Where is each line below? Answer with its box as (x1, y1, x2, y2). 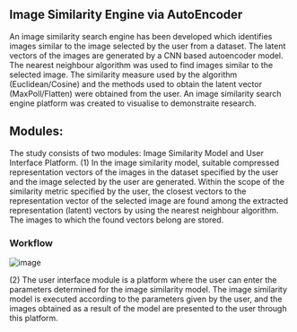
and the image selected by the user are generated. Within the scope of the (9, 176, 285, 187)
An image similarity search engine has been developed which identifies (9, 31, 273, 41)
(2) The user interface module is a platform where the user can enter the (9, 274, 277, 285)
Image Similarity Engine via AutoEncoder (9, 7, 243, 22)
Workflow (9, 237, 54, 249)
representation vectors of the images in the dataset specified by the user (9, 166, 279, 178)
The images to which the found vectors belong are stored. (9, 214, 224, 225)
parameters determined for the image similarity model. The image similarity (9, 284, 288, 294)
